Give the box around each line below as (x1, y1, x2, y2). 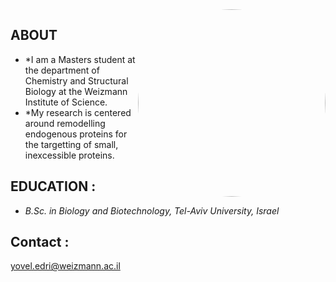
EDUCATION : (10, 178, 97, 195)
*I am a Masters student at (24, 53, 136, 65)
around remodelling (24, 117, 106, 129)
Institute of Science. (24, 96, 108, 108)
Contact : (10, 234, 70, 251)
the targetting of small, (24, 138, 119, 150)
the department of (24, 64, 100, 76)
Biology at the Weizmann (24, 85, 128, 97)
